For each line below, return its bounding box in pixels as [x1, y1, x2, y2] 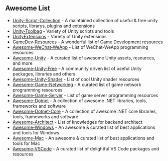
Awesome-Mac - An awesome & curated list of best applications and [12, 135, 154, 141]
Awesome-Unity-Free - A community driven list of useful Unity [12, 65, 142, 71]
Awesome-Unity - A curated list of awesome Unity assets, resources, [12, 55, 155, 61]
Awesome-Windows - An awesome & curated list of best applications [12, 124, 155, 130]
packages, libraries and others [12, 70, 76, 77]
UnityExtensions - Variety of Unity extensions [12, 33, 107, 39]
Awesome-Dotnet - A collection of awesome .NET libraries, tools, [12, 98, 147, 104]
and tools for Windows [12, 129, 59, 135]
